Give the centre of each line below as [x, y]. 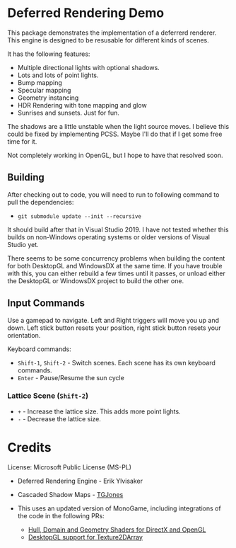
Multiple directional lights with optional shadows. [89, 67]
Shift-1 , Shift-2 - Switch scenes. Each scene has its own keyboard [116, 363]
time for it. [22, 141]
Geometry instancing [48, 98]
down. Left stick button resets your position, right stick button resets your [114, 328]
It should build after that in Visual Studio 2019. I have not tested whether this [118, 229]
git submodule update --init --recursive [79, 216]
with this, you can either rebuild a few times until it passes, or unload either [117, 273]
